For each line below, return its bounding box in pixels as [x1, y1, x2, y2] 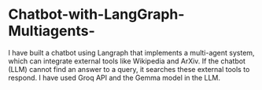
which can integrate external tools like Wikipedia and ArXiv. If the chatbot [8, 56, 246, 66]
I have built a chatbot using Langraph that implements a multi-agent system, [8, 48, 255, 57]
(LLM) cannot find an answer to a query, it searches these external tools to [8, 64, 250, 74]
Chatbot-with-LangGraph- [8, 5, 185, 23]
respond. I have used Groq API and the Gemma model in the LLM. [8, 73, 221, 82]
